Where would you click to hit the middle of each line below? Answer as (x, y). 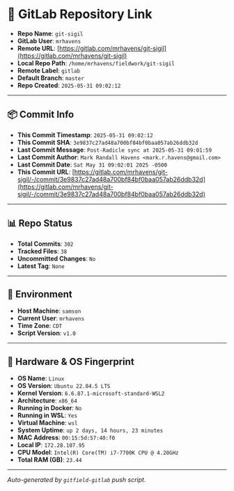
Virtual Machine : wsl (47, 423)
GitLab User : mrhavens (49, 40)
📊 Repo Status (40, 223)
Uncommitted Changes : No (56, 258)
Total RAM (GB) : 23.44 (49, 460)
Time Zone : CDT (40, 326)
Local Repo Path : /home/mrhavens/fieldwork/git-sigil (96, 63)
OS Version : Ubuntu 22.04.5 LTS (64, 386)
